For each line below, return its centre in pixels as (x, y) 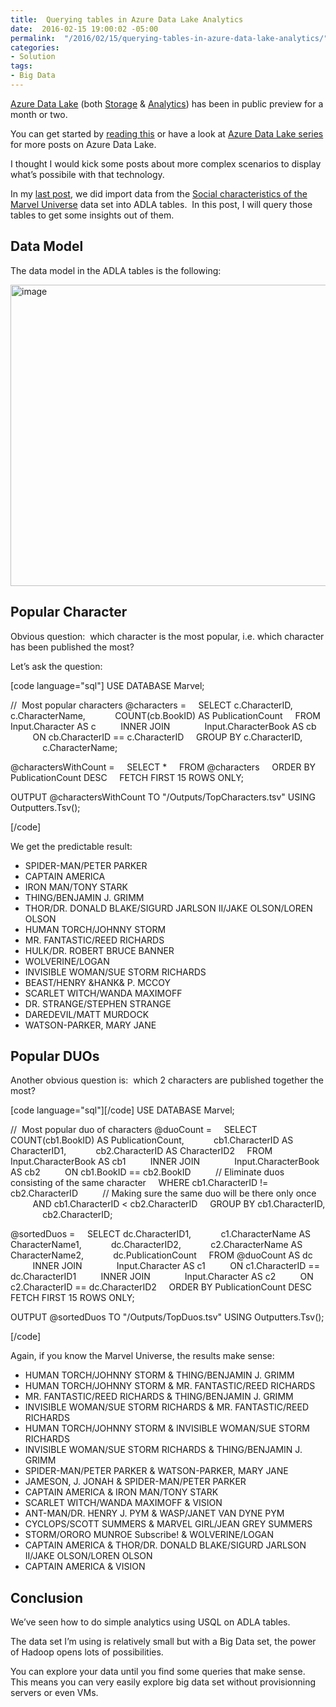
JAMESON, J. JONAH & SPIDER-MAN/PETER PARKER (135, 1482)
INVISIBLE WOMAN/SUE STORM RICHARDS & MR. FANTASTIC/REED (166, 1407)
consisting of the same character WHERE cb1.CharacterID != (139, 1183)
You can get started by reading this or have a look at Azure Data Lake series (167, 133)
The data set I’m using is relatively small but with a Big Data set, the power (163, 1642)
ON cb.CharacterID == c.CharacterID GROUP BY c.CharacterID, (167, 737)
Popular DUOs (55, 1056)
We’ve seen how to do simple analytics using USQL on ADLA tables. (150, 1622)
